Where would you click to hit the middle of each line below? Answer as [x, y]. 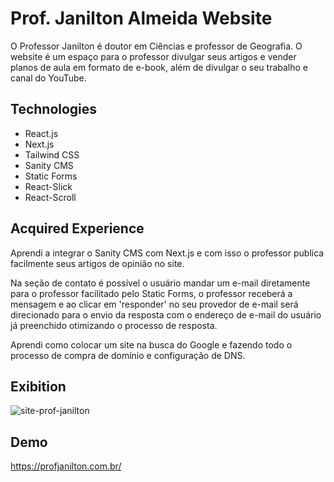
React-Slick [48, 186]
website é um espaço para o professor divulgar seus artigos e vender [153, 56]
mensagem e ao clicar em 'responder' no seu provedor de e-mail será [154, 304]
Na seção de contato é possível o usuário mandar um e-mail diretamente [160, 283]
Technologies [54, 109]
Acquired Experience [77, 228]
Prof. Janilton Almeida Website [141, 18]
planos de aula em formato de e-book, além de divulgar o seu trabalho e [159, 67]
